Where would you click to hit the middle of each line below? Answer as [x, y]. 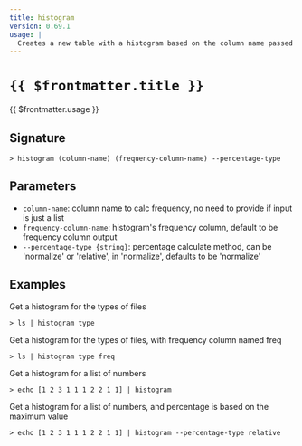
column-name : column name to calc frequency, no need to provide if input [157, 208]
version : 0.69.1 [40, 26]
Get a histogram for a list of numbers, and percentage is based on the [139, 406]
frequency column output [70, 237]
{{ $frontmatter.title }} [107, 86]
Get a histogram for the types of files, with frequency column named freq [146, 339]
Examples [38, 285]
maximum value [39, 416]
